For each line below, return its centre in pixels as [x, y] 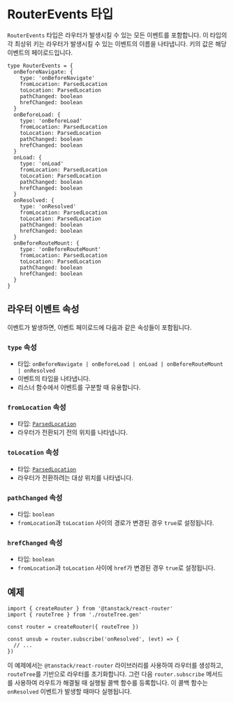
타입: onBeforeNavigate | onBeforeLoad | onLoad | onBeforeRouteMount [120, 364]
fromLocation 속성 [37, 407]
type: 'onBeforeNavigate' [58, 78]
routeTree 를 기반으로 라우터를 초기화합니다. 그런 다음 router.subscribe [106, 674]
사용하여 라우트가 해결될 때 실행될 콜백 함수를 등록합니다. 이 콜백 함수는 [111, 683]
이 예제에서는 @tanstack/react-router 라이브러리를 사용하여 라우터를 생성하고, [115, 666]
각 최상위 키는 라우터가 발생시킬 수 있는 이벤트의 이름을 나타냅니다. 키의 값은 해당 [117, 43]
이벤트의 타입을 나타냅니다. [54, 379]
